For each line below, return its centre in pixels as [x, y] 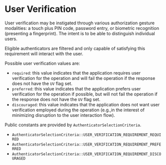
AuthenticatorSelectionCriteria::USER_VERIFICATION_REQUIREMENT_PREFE [86, 144]
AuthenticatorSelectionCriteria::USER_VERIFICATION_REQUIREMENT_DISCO [86, 154]
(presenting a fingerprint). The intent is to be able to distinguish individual [80, 33]
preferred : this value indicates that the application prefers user [76, 88]
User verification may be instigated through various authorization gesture [80, 23]
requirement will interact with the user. [44, 54]
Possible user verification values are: [42, 63]
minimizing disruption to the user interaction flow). [63, 115]
